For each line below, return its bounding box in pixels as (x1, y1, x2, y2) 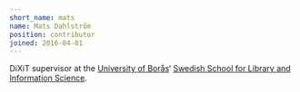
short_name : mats (9, 13, 75, 23)
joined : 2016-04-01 (9, 38, 84, 48)
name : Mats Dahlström (9, 22, 92, 31)
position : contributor (9, 30, 95, 39)
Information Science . (9, 73, 88, 84)
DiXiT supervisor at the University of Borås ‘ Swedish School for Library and (9, 63, 291, 74)
